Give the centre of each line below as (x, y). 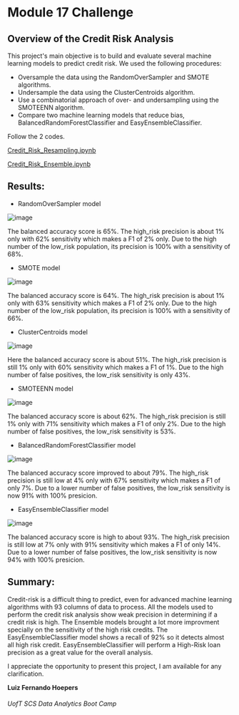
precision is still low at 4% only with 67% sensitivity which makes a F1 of (114, 480)
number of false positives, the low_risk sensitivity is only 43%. (99, 374)
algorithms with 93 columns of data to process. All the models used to (111, 607)
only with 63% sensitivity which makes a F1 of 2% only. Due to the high (112, 303)
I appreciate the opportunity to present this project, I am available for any (115, 666)
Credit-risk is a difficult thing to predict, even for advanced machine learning (120, 599)
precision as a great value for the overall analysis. (80, 652)
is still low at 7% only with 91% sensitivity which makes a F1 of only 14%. (114, 544)
